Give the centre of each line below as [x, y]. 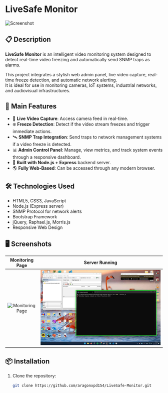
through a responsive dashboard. [46, 157]
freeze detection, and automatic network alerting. [66, 80]
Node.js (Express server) [38, 206]
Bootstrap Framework [35, 217]
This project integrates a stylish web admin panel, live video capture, [76, 74]
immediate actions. [32, 131]
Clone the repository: [34, 376]
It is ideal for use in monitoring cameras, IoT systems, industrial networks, [81, 85]
